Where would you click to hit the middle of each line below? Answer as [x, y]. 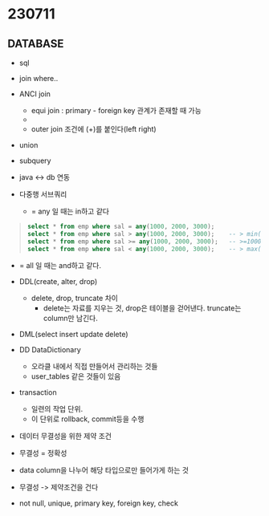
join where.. [39, 78]
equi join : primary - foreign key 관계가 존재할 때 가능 [116, 110]
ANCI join [35, 94]
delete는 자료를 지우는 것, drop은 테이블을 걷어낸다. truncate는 [142, 308]
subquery [35, 160]
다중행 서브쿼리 [43, 194]
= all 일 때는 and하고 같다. [60, 265]
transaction [38, 392]
